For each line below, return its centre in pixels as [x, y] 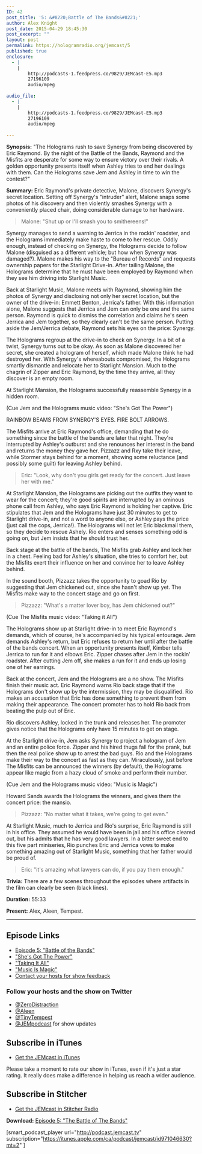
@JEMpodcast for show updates [55, 1024]
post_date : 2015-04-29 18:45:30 [47, 29]
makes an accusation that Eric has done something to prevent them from [96, 698]
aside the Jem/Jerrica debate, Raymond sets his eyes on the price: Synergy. [101, 328]
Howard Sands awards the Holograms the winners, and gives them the [94, 796]
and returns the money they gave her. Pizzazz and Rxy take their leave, [94, 451]
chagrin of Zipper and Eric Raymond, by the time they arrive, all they [91, 372]
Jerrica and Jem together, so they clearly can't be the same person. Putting [100, 322]
